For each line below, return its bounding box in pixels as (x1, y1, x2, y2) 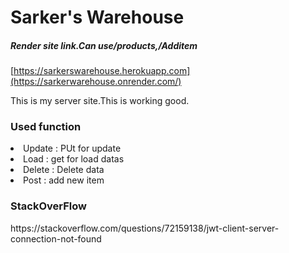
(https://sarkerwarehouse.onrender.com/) (10, 76, 182, 88)
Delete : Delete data (23, 164, 105, 176)
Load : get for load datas (23, 153, 125, 165)
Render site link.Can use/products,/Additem (10, 39, 198, 51)
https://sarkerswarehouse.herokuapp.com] (13, 65, 191, 77)
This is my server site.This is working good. (10, 95, 190, 107)
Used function (10, 120, 82, 134)
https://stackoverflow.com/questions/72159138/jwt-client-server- (10, 222, 280, 234)
